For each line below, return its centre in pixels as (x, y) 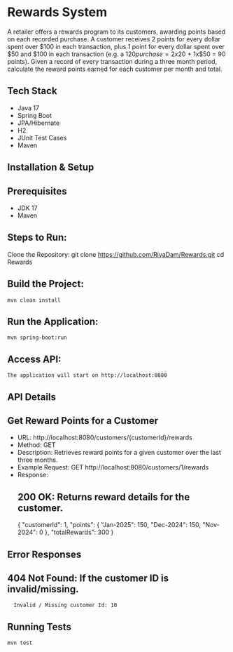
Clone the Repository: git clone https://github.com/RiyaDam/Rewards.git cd (116, 254)
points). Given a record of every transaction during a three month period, (112, 61)
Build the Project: (45, 284)
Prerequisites (37, 191)
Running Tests (39, 626)
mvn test (20, 643)
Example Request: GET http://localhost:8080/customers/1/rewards (113, 467)
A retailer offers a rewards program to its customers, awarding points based (116, 32)
